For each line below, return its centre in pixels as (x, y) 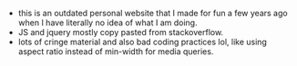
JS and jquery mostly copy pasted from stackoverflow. (121, 32)
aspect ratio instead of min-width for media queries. (116, 52)
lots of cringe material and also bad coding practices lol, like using (142, 42)
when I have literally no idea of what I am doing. (108, 23)
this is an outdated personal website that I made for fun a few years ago (153, 13)
